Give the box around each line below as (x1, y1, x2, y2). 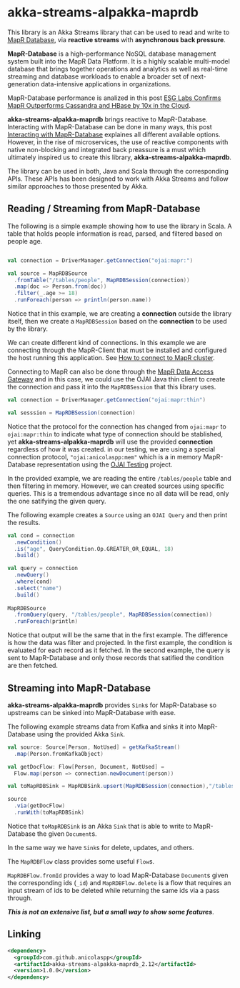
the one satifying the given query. (7, 497, 106, 505)
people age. (7, 236, 43, 245)
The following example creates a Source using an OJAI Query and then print (7, 510, 228, 519)
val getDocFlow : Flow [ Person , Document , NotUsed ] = (7, 763, 164, 770)
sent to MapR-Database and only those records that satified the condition (7, 654, 224, 662)
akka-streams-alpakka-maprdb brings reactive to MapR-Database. (7, 115, 209, 124)
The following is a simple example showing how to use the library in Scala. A (7, 221, 232, 230)
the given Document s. (36, 829, 98, 838)
